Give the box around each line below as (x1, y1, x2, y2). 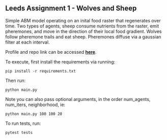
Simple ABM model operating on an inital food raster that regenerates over (5, 17, 161, 23)
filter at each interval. (5, 39, 50, 45)
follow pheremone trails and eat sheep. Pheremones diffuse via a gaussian (5, 33, 161, 40)
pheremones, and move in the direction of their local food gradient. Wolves (5, 28, 162, 34)
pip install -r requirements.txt (5, 68, 76, 74)
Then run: (5, 77, 26, 83)
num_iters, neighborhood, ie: (5, 101, 65, 108)
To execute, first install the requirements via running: (5, 58, 115, 65)
